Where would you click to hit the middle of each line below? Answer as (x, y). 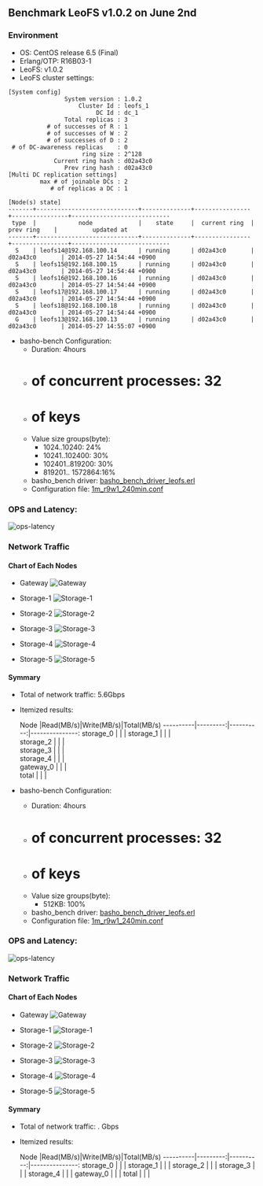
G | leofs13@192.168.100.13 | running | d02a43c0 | (135, 319)
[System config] (35, 92)
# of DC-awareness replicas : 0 (69, 147)
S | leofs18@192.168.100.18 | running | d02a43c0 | (135, 305)
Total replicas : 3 (96, 120)
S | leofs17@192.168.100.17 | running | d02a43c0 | (135, 292)
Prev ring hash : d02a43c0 (108, 168)
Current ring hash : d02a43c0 (103, 161)
